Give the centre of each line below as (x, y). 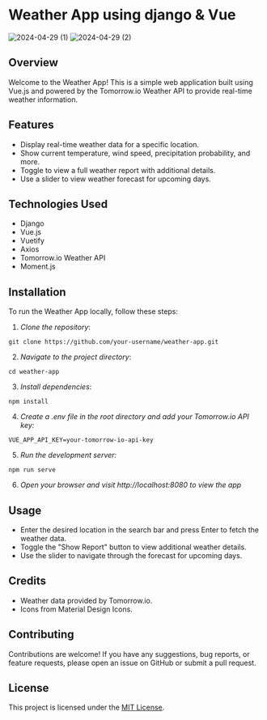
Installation (37, 292)
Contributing (41, 635)
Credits (28, 581)
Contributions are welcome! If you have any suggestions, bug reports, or (129, 654)
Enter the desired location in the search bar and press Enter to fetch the (139, 530)
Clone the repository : (55, 327)
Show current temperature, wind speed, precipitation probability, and (135, 153)
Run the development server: (68, 455)
